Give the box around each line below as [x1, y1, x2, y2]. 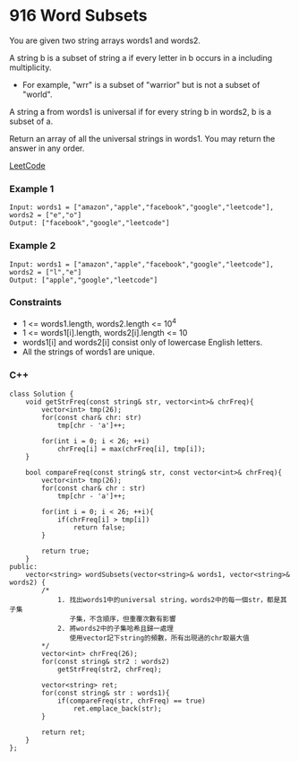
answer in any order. [9, 143, 85, 153]
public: [9, 562, 38, 571]
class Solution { [9, 389, 74, 398]
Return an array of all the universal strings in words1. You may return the [9, 133, 276, 144]
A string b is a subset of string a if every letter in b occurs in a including [9, 52, 273, 63]
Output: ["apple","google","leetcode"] [9, 276, 158, 284]
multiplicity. [9, 62, 52, 73]
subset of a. [9, 116, 54, 127]
